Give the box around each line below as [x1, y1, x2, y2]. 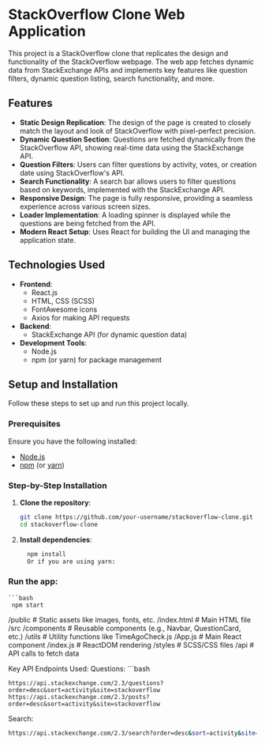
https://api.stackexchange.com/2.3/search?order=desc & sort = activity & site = [8, 729, 259, 737]
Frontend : [19, 279, 53, 289]
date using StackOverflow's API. [19, 168, 125, 177]
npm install [27, 550, 66, 558]
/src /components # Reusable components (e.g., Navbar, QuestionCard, [8, 623, 241, 633]
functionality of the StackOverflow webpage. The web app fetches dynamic [8, 57, 255, 66]
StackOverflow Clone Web [8, 6, 185, 24]
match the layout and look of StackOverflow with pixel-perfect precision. [19, 126, 256, 135]
